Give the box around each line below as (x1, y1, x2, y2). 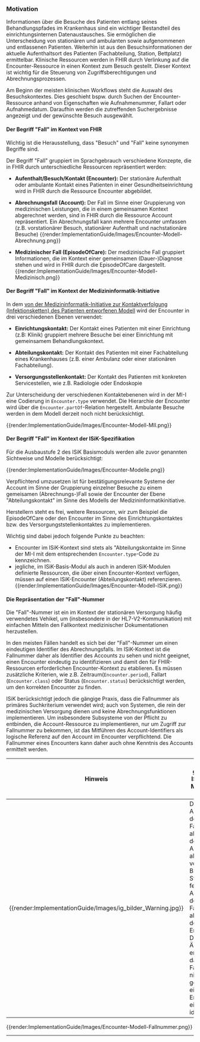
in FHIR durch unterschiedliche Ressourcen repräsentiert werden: (6, 163, 167, 170)
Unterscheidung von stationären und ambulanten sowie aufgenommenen (6, 38, 186, 45)
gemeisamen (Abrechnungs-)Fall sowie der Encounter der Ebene (6, 490, 165, 497)
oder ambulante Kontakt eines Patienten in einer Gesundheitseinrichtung (14, 181, 193, 188)
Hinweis (85, 775, 108, 783)
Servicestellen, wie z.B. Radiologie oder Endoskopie (14, 379, 143, 386)
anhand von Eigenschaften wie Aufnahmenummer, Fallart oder (33, 99, 187, 107)
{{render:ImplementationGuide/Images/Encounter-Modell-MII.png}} (6, 422, 172, 429)
